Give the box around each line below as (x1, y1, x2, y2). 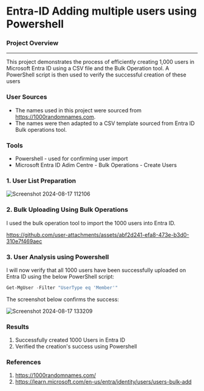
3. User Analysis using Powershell (6, 253, 109, 261)
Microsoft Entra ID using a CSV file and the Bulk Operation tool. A (6, 65, 169, 72)
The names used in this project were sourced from (15, 106, 141, 114)
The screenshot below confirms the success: (6, 296, 120, 303)
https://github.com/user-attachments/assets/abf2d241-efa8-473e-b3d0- (6, 231, 189, 238)
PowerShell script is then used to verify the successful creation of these (6, 71, 186, 78)
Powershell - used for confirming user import (15, 155, 128, 162)
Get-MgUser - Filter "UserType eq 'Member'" (6, 284, 118, 291)
